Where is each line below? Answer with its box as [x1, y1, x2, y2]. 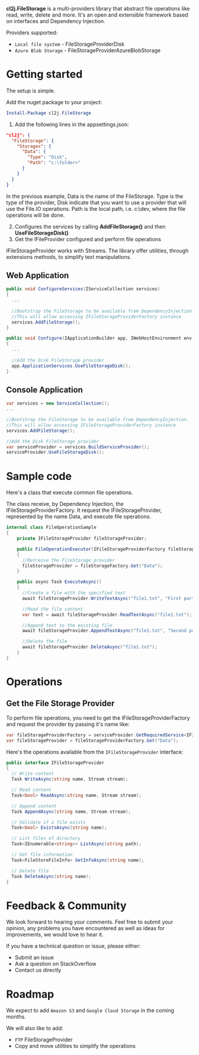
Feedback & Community [6, 899, 127, 912]
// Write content [11, 771, 54, 777]
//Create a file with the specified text [21, 590, 126, 596]
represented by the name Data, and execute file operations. [6, 513, 152, 520]
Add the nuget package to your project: [6, 98, 102, 105]
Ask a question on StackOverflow [14, 960, 97, 967]
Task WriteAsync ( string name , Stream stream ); [11, 776, 129, 783]
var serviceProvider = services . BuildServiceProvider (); [6, 444, 150, 450]
